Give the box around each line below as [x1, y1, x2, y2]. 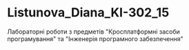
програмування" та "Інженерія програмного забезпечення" [7, 34, 184, 42]
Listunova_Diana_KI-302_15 [7, 5, 170, 21]
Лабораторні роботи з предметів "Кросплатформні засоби [7, 27, 181, 36]
